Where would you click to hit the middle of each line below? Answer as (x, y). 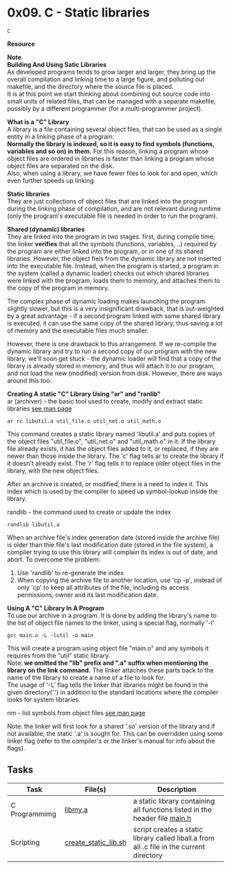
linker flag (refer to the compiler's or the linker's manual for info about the (111, 741)
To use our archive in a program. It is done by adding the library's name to (112, 615)
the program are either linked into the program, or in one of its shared (106, 251)
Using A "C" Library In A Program (56, 608)
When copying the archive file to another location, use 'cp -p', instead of (120, 580)
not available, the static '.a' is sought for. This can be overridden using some (115, 733)
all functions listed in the (172, 810)
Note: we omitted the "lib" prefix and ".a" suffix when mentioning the (108, 663)
